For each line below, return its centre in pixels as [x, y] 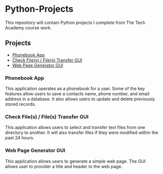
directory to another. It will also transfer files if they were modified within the [82, 132]
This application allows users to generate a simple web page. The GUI [75, 161]
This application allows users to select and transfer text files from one [75, 128]
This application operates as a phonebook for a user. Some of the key [75, 88]
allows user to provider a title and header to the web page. [64, 166]
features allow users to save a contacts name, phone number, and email [77, 94]
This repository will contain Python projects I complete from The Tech [75, 22]
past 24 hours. [20, 138]
